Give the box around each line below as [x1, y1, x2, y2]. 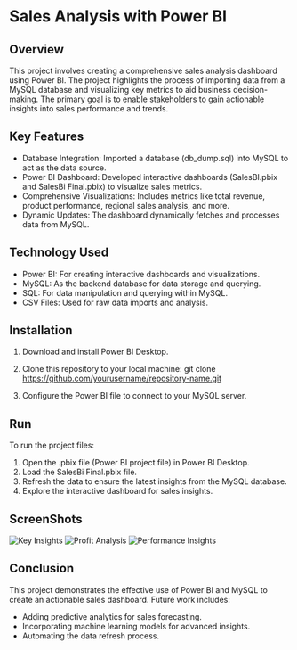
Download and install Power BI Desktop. [21, 346, 169, 358]
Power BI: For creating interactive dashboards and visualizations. [21, 268, 261, 279]
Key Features [9, 129, 84, 144]
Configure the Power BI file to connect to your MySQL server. [21, 391, 247, 401]
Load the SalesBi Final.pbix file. [21, 466, 138, 478]
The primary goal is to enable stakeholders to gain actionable [40, 94, 265, 104]
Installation [9, 323, 73, 338]
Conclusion [9, 561, 75, 576]
